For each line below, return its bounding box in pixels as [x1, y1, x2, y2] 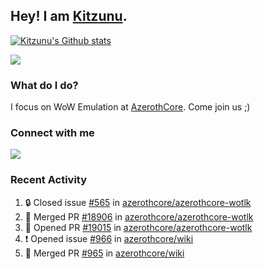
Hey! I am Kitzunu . [10, 8, 128, 25]
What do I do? [10, 78, 79, 92]
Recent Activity [10, 173, 88, 187]
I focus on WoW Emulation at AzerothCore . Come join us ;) [10, 101, 251, 113]
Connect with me [10, 126, 95, 140]
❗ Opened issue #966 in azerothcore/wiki [24, 232, 194, 244]
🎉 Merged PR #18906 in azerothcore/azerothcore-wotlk [24, 210, 254, 223]
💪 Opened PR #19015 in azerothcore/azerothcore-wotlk [24, 221, 253, 233]
